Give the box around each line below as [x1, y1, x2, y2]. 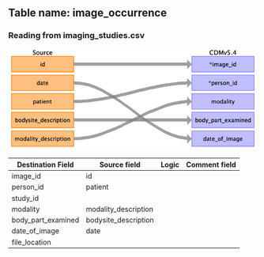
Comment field [186, 160, 236, 169]
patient [85, 182, 109, 192]
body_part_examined [11, 215, 80, 225]
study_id [11, 193, 40, 202]
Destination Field [17, 160, 74, 169]
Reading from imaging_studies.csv [8, 30, 145, 41]
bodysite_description [85, 215, 154, 225]
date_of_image [11, 226, 59, 236]
